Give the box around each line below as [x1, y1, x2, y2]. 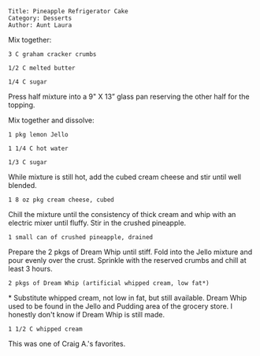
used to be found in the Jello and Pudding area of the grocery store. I [8, 302, 233, 311]
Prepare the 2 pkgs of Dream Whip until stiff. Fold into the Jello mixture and [8, 247, 253, 257]
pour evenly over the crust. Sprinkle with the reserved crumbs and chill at [8, 256, 247, 264]
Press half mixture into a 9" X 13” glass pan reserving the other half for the [8, 92, 250, 101]
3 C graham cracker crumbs [8, 51, 97, 58]
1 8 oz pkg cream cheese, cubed [8, 196, 114, 204]
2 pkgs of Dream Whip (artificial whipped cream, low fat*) [8, 279, 210, 287]
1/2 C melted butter [8, 64, 76, 72]
